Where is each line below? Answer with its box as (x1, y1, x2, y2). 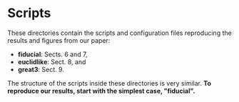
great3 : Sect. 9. (17, 65, 64, 73)
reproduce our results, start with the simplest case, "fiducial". (7, 86, 195, 95)
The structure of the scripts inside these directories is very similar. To (7, 78, 212, 87)
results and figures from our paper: (7, 36, 111, 44)
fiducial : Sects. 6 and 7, (17, 50, 88, 58)
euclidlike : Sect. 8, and (17, 57, 86, 66)
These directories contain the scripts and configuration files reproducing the (7, 29, 232, 37)
